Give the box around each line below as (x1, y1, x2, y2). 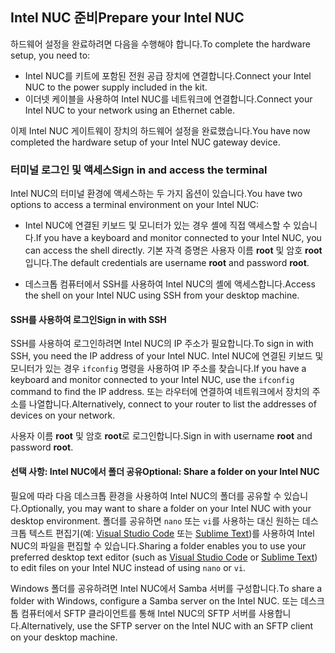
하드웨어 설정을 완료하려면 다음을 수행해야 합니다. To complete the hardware (10, 38, 311, 50)
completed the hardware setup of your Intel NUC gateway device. (10, 136, 281, 148)
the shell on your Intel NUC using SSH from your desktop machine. (24, 289, 300, 302)
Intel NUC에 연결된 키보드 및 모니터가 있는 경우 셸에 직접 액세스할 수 (24, 219, 292, 232)
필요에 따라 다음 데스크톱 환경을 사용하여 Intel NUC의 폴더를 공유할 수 (10, 489, 282, 502)
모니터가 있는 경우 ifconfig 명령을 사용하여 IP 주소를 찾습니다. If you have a (10, 363, 307, 375)
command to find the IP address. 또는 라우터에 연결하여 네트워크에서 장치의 (10, 386, 310, 398)
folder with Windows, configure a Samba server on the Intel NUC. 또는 (10, 594, 299, 607)
